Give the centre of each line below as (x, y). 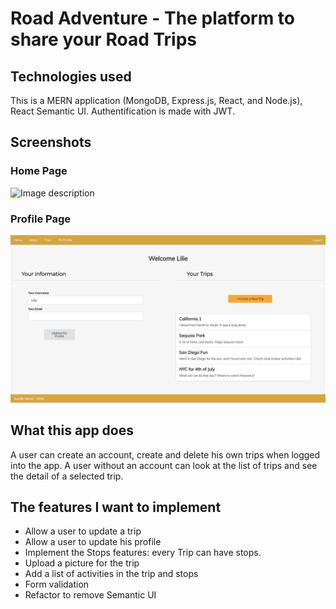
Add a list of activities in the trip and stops (111, 574)
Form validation (57, 584)
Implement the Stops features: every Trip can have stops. (143, 553)
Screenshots (51, 142)
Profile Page (40, 219)
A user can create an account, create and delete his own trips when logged (165, 454)
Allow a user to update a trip (83, 531)
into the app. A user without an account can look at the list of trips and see (164, 465)
